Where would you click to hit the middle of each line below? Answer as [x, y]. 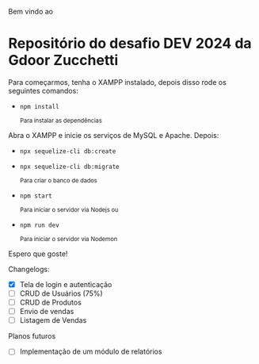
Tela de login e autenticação [66, 284]
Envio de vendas [47, 312]
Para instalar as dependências [61, 121]
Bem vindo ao [31, 11]
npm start [36, 196]
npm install [39, 106]
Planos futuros [32, 336]
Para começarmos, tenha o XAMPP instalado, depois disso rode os [118, 82]
